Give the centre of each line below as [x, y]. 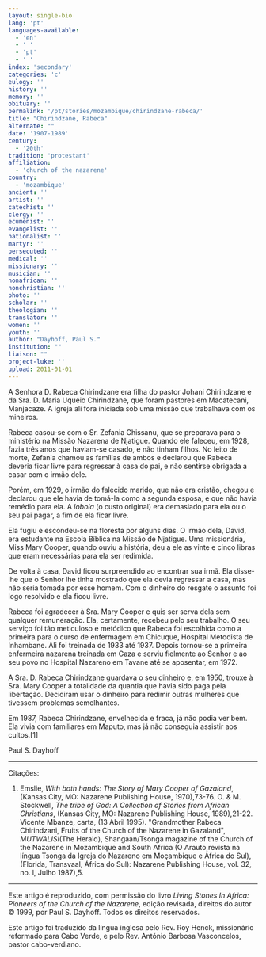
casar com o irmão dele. [48, 474]
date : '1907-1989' [38, 133]
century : [23, 141]
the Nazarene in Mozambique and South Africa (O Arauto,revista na [130, 847]
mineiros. [23, 417]
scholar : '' [28, 303]
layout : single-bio [40, 15]
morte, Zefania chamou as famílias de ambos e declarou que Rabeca [120, 457]
